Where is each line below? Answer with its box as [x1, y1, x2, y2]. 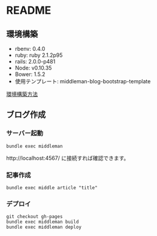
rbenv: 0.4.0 [14, 46, 46, 52]
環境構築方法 [6, 90, 38, 98]
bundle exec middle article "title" [6, 184, 98, 190]
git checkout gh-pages [6, 214, 63, 220]
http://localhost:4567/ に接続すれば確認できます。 [6, 154, 129, 162]
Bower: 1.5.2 [14, 71, 46, 78]
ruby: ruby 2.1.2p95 [14, 52, 63, 59]
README [6, 4, 52, 17]
